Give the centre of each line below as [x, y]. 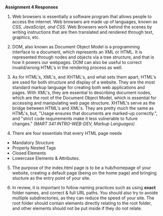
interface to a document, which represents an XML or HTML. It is [77, 52]
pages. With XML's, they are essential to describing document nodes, [82, 93]
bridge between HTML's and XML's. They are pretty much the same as [83, 108]
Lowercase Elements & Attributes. [46, 158]
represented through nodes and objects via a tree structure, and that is [83, 57]
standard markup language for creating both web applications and [78, 87]
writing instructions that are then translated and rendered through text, [83, 32]
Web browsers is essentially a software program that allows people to [82, 16]
